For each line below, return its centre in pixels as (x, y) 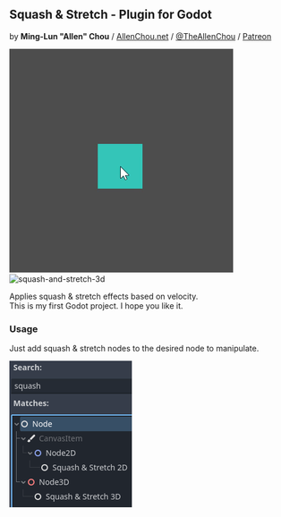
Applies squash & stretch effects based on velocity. (104, 296)
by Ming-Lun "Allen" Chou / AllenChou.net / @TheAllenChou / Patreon (140, 36)
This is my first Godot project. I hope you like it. (96, 305)
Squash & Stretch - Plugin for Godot (111, 15)
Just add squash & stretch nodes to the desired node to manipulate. (134, 349)
